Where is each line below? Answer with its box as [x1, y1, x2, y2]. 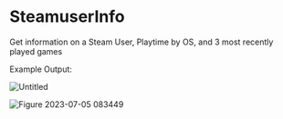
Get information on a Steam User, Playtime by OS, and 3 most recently [9, 36, 274, 47]
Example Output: [9, 64, 73, 74]
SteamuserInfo [9, 6, 125, 27]
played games [9, 45, 63, 56]
